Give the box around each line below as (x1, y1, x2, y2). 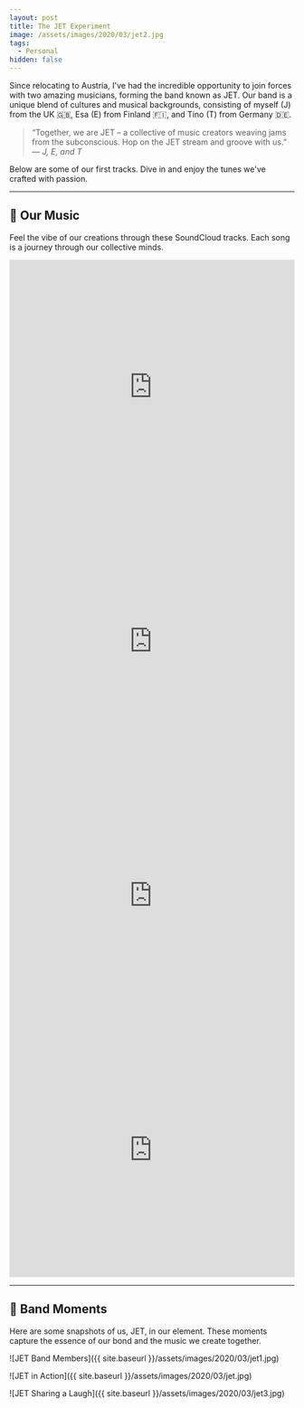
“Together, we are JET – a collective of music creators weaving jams (31, 128, 287, 137)
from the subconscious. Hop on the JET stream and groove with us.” (31, 137, 288, 147)
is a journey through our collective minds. (9, 241, 165, 252)
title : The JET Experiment (9, 22, 111, 31)
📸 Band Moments (9, 1301, 108, 1317)
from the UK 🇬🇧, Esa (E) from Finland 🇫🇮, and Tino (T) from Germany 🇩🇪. (9, 109, 292, 119)
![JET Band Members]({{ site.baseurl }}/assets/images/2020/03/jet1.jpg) (9, 1353, 280, 1364)
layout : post (9, 13, 59, 23)
